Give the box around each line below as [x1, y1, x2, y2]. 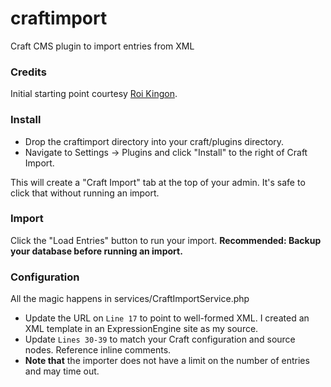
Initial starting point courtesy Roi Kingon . [10, 88, 178, 100]
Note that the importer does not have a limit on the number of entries [24, 355, 310, 367]
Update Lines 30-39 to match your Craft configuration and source [24, 333, 296, 346]
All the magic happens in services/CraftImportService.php [10, 293, 250, 305]
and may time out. [24, 365, 100, 377]
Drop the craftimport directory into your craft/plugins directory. [24, 135, 285, 147]
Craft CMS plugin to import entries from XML [10, 40, 195, 52]
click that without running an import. [10, 187, 160, 199]
